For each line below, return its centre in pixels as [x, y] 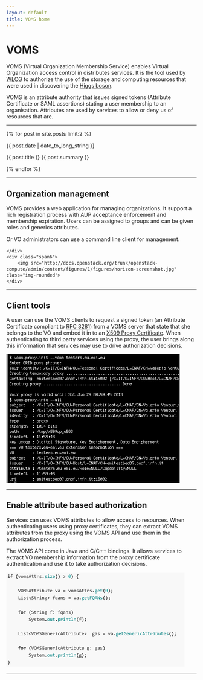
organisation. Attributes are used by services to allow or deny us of [90, 110]
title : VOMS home [28, 19]
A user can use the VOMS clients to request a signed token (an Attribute [96, 320]
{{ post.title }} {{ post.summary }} [48, 158]
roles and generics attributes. [43, 228]
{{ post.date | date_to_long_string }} [51, 146]
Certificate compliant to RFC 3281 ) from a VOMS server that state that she [98, 327]
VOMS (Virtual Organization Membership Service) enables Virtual [88, 66]
